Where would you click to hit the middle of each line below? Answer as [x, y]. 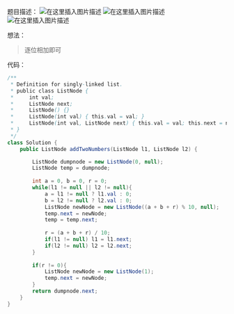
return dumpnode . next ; [65, 291]
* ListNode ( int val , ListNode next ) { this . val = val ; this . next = [116, 123]
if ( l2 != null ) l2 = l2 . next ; [88, 246]
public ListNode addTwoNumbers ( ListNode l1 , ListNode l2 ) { [109, 149]
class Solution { [32, 143]
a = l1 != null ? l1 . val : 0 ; [88, 194]
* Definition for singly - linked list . [67, 84]
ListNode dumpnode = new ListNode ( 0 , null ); [98, 162]
